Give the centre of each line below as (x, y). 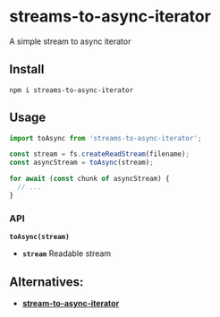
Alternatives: (47, 282)
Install (27, 69)
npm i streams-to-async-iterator (72, 90)
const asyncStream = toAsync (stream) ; (81, 163)
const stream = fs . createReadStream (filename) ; (100, 154)
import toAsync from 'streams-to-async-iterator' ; (106, 138)
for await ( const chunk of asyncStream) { (89, 179)
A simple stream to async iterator (70, 41)
